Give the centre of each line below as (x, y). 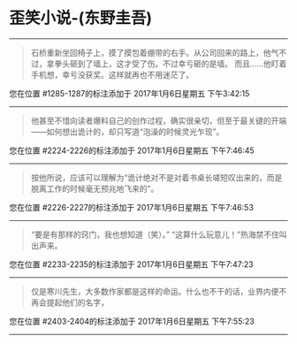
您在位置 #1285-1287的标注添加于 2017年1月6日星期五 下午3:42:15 (129, 93)
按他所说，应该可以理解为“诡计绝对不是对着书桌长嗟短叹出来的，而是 (156, 177)
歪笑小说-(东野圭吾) (81, 18)
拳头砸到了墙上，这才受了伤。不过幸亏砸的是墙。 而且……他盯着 (171, 64)
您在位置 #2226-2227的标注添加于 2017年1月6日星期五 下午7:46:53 (132, 207)
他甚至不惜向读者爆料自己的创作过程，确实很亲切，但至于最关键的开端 (159, 120)
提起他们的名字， (77, 302)
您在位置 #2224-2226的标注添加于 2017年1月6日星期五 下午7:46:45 (132, 150)
